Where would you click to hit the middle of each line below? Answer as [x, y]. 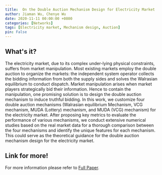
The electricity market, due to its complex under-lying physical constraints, [80, 63]
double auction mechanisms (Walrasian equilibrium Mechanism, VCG [74, 104]
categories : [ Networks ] [29, 23]
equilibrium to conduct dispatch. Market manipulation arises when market [79, 84]
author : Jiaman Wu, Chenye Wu [36, 14]
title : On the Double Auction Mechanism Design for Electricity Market [80, 9]
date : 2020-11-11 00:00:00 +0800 [39, 18]
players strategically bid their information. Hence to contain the [68, 89]
